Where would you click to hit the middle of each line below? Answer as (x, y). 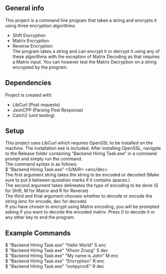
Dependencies (28, 83)
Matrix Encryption (31, 40)
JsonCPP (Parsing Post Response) (48, 110)
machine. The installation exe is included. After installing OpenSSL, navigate (83, 148)
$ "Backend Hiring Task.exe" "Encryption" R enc (55, 261)
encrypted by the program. (40, 67)
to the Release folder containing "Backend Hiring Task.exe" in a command (81, 153)
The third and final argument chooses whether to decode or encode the (79, 196)
